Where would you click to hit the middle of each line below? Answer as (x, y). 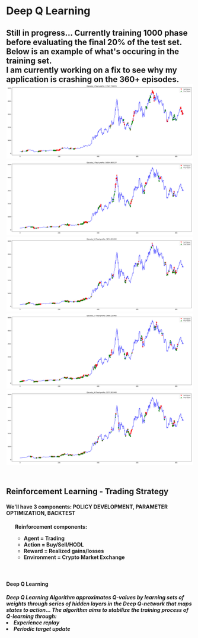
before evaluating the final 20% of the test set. (94, 42)
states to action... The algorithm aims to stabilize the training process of (97, 610)
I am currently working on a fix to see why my (92, 70)
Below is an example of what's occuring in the (93, 51)
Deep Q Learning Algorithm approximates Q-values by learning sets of (95, 598)
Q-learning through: (32, 617)
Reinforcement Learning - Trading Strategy (87, 492)
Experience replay (37, 623)
